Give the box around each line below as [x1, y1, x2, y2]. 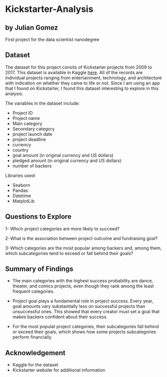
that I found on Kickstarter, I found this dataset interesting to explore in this [5, 85, 159, 91]
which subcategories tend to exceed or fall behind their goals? [5, 250, 134, 256]
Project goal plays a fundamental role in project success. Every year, [12, 298, 154, 304]
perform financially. [12, 334, 53, 340]
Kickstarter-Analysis [5, 3, 94, 15]
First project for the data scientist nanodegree [5, 36, 100, 42]
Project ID [12, 110, 33, 116]
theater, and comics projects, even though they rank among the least [12, 283, 154, 289]
